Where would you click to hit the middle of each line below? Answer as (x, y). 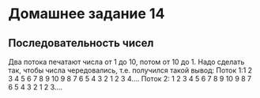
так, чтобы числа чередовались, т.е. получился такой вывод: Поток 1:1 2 (130, 70)
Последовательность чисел (81, 43)
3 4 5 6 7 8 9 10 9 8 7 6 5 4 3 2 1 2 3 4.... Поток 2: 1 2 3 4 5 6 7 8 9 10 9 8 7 (130, 79)
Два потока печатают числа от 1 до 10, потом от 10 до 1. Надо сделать (126, 62)
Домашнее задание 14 (87, 14)
